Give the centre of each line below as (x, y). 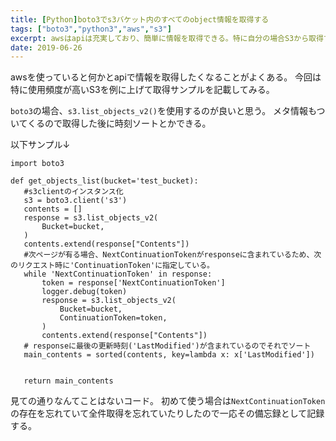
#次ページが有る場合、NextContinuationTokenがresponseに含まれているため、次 (172, 255)
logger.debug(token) (84, 292)
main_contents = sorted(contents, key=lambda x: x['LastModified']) (169, 355)
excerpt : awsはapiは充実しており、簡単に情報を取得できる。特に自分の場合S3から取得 (167, 38)
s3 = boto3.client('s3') (75, 201)
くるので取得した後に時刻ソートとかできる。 (119, 123)
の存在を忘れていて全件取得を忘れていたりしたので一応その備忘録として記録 (167, 413)
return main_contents (68, 381)
